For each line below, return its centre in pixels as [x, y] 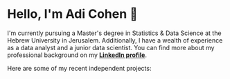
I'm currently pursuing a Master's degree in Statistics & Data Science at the [114, 33]
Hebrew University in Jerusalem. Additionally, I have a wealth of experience [115, 40]
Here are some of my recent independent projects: [79, 68]
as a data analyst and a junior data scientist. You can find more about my [111, 47]
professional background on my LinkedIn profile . [77, 55]
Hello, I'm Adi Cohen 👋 [73, 14]
